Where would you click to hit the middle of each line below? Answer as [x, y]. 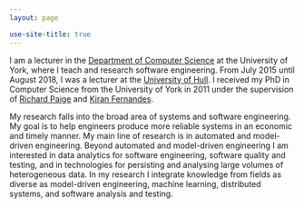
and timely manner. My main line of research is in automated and [130, 135]
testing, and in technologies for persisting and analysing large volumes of [147, 164]
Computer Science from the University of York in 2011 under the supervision [152, 89]
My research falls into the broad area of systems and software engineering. [150, 116]
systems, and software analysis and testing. [92, 193]
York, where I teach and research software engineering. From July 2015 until [152, 70]
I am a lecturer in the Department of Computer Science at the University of [149, 60]
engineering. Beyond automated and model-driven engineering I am [162, 145]
